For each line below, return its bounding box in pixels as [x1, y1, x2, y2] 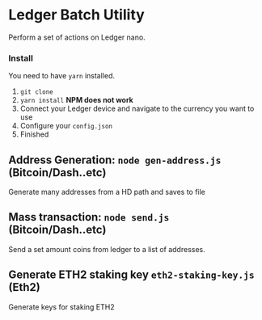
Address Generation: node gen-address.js [8, 153, 222, 166]
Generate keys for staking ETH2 [8, 301, 115, 312]
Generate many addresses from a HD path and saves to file [8, 187, 206, 197]
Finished [19, 129, 49, 139]
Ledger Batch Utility [8, 6, 146, 24]
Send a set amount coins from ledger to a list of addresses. [8, 244, 206, 254]
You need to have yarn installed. [8, 71, 116, 81]
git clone [19, 88, 54, 96]
